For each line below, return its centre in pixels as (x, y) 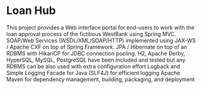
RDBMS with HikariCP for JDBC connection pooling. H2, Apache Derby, (96, 53)
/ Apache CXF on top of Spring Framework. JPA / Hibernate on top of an (97, 47)
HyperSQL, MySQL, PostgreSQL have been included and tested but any (96, 60)
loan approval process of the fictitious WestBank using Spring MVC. (91, 34)
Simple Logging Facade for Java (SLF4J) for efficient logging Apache (93, 73)
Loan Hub (31, 11)
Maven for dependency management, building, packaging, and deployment (101, 79)
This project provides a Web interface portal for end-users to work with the (100, 27)
